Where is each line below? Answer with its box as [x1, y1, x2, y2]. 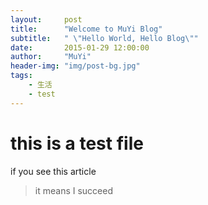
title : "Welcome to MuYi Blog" [10, 24, 163, 34]
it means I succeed [34, 184, 113, 196]
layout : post [10, 14, 83, 25]
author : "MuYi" [10, 52, 92, 62]
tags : [10, 71, 33, 81]
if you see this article [10, 165, 97, 177]
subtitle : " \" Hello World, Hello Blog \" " [10, 33, 199, 43]
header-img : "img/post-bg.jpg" [10, 61, 141, 71]
